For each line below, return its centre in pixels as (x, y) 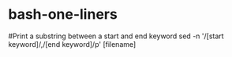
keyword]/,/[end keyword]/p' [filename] (72, 44)
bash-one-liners (63, 14)
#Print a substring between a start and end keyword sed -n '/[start (116, 36)
